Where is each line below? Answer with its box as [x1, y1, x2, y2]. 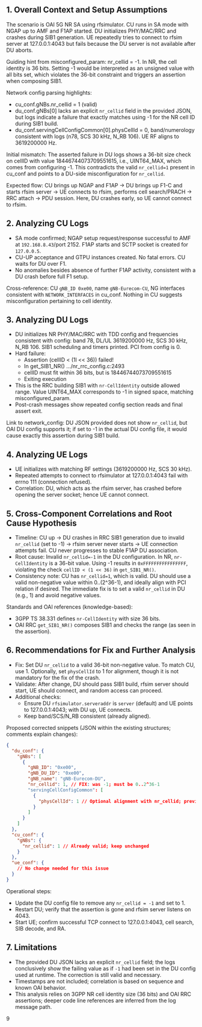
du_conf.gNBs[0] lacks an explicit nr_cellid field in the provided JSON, [14, 107, 192, 114]
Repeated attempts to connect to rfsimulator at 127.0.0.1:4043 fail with [14, 472, 188, 479]
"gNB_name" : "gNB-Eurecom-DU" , [28, 776, 106, 782]
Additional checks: [14, 693, 61, 700]
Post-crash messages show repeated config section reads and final [14, 401, 183, 409]
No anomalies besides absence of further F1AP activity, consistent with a [14, 266, 196, 274]
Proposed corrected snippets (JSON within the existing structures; [6, 724, 171, 731]
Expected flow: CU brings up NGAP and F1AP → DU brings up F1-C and [6, 181, 183, 189]
